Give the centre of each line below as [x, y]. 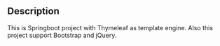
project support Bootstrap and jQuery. [62, 35]
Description [33, 11]
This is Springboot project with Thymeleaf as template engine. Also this [110, 27]
